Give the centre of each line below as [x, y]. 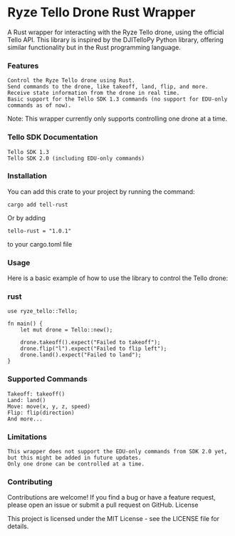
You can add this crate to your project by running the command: [101, 191]
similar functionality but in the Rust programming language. [94, 47]
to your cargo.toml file [40, 244]
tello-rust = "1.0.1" [40, 231]
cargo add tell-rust [38, 205]
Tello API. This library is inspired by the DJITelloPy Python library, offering [116, 39]
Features [23, 66]
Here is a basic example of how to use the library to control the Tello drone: [118, 278]
